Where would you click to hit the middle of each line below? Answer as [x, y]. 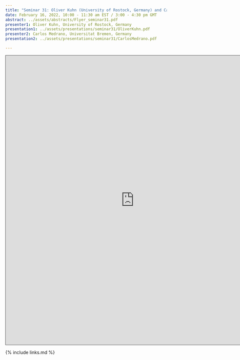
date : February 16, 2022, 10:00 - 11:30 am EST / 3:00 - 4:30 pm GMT [81, 15]
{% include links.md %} [30, 352]
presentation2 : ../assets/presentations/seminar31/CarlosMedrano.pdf [81, 39]
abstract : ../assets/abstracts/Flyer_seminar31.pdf [62, 20]
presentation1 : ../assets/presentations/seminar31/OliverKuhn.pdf [78, 29]
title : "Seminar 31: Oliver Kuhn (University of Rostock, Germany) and [83, 10]
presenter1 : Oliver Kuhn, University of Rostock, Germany [68, 24]
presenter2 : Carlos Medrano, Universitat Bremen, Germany [68, 34]
